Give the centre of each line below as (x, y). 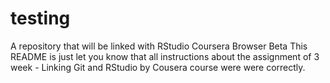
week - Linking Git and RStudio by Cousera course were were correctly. (158, 67)
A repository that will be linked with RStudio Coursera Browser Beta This (159, 46)
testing (40, 18)
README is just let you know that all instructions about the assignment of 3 (165, 56)
